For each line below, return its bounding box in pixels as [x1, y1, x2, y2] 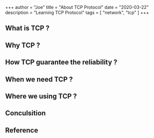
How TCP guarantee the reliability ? [5, 58, 117, 66]
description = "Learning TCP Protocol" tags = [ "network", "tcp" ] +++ [5, 9, 149, 15]
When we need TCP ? [5, 75, 73, 83]
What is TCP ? [5, 24, 50, 32]
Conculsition [5, 109, 46, 117]
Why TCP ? [5, 41, 40, 49]
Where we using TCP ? [5, 92, 77, 100]
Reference [5, 126, 38, 134]
